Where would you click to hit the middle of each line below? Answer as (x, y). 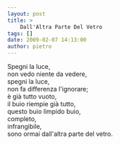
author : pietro (30, 46)
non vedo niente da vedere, (47, 74)
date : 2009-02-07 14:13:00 (47, 40)
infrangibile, (25, 126)
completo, (22, 119)
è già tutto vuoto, (32, 96)
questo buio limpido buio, (44, 111)
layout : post (26, 14)
